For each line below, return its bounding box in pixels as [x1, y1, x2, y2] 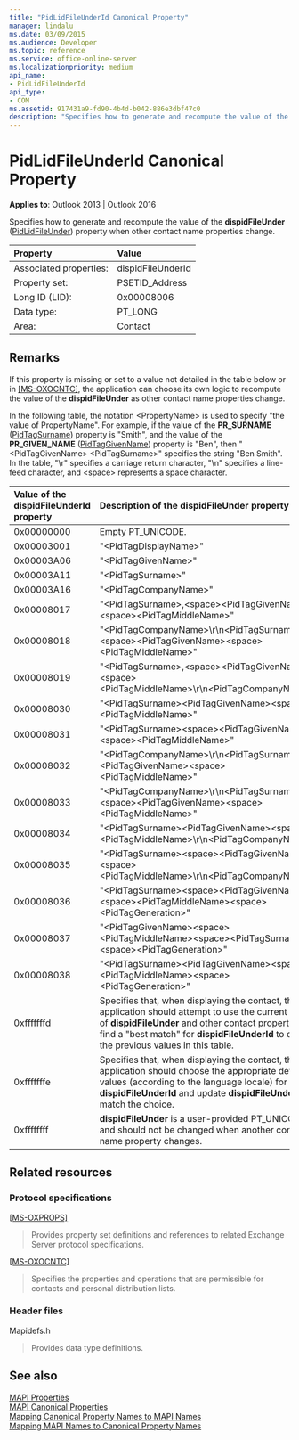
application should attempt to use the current [99, 1005, 287, 1018]
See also [9, 1369, 58, 1384]
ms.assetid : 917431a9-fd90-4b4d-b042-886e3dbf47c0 [9, 104, 201, 113]
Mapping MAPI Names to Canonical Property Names [9, 1420, 202, 1431]
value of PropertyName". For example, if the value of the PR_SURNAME [9, 420, 271, 430]
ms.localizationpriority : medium [9, 63, 133, 72]
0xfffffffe [13, 1076, 51, 1088]
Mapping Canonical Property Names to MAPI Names [9, 1411, 202, 1421]
